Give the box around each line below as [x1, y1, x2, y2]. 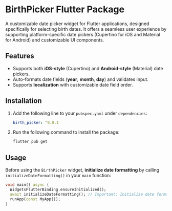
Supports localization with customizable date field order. [12, 81, 133, 88]
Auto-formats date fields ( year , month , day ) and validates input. [12, 76, 148, 82]
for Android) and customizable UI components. [5, 37, 104, 43]
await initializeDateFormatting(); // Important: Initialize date [10, 192, 155, 197]
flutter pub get [12, 139, 48, 144]
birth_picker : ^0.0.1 [12, 120, 59, 125]
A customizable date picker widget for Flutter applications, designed [5, 20, 149, 27]
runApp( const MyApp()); [10, 196, 60, 202]
